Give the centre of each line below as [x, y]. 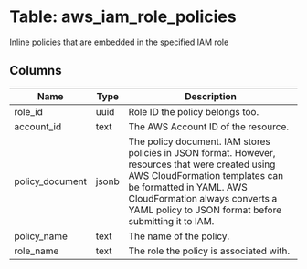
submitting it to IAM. [171, 221]
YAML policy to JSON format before [205, 210]
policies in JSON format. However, [202, 152]
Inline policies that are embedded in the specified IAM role [119, 42]
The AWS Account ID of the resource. [209, 127]
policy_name [41, 236]
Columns [36, 71]
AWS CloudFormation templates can [206, 175]
